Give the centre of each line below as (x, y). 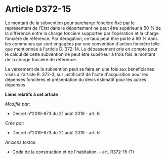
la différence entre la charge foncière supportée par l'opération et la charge (82, 33)
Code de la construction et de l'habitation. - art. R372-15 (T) (73, 152)
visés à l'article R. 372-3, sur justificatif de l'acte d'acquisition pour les (77, 74)
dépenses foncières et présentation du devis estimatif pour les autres (76, 79)
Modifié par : (18, 104)
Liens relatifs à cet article (32, 94)
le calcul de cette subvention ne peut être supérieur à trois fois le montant (80, 54)
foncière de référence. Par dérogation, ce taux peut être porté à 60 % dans (82, 39)
